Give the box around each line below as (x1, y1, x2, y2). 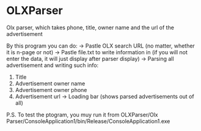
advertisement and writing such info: (6, 62, 99, 69)
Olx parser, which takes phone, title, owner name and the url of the (6, 24, 174, 31)
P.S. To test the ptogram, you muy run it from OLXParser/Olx (6, 111, 158, 118)
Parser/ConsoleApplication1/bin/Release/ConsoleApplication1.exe (6, 117, 170, 125)
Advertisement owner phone (15, 86, 87, 93)
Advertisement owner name (15, 80, 86, 87)
